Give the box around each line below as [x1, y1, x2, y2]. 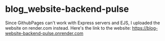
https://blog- [132, 25, 158, 31]
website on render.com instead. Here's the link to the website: [5, 25, 131, 31]
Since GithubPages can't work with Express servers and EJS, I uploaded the [5, 20, 161, 26]
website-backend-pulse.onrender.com [5, 30, 83, 36]
